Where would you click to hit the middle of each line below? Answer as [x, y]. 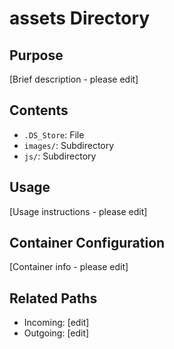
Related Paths [53, 298]
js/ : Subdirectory [60, 156]
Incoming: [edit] [56, 323]
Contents [39, 110]
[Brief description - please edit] [74, 79]
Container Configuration [87, 243]
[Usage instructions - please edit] [78, 211]
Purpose [36, 55]
